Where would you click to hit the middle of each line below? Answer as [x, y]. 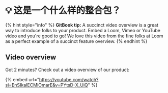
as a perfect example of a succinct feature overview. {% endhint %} [76, 41]
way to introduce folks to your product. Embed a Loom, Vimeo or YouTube [83, 30]
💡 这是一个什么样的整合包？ [63, 10]
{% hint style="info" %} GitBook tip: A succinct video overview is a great [82, 25]
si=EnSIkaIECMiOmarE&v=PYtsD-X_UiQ [47, 85]
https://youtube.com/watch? [69, 79]
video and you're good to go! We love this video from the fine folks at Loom [85, 36]
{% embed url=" [22, 79]
